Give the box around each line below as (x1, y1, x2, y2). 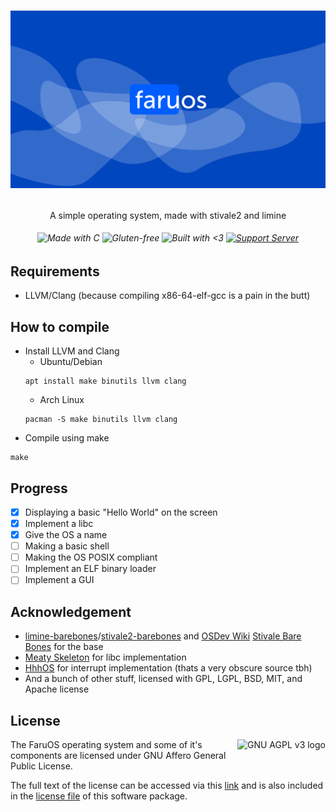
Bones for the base (24, 641, 104, 653)
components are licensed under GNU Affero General (10, 750, 227, 761)
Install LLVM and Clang (24, 345, 120, 357)
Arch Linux (39, 394, 85, 406)
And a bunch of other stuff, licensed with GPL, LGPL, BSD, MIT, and (24, 673, 303, 685)
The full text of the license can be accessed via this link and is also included (10, 780, 324, 791)
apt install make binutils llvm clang (24, 376, 187, 387)
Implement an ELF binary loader (24, 563, 157, 575)
